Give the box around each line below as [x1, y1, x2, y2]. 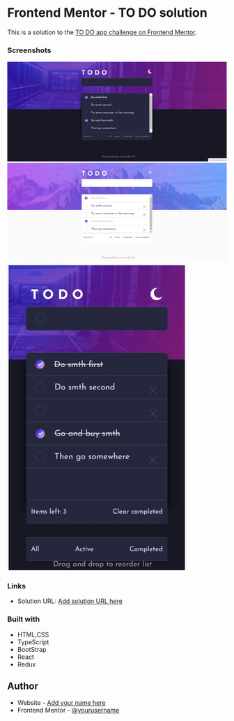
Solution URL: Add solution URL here [17, 597, 123, 605]
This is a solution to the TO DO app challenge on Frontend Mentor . [7, 28, 197, 36]
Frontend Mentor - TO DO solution [7, 5, 208, 21]
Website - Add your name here [17, 699, 106, 707]
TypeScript [17, 637, 49, 646]
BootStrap [17, 645, 47, 653]
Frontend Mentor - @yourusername [17, 706, 120, 715]
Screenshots [7, 45, 52, 55]
